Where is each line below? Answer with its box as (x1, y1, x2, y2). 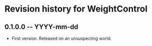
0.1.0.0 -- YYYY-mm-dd (4, 23, 79, 31)
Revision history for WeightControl (4, 3, 148, 15)
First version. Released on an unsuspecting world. (11, 35, 112, 41)
